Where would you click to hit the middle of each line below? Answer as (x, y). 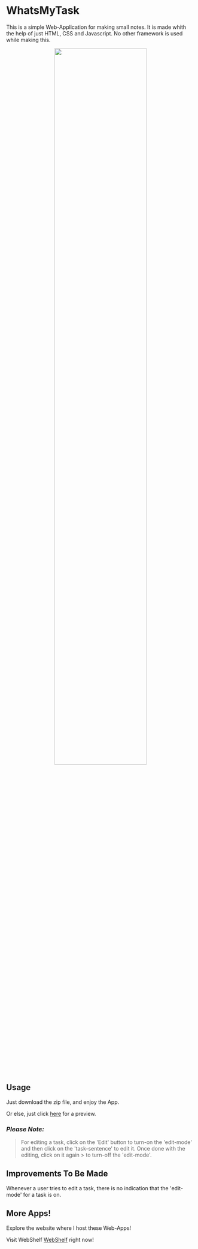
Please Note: (25, 1129)
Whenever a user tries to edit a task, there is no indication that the (87, 1188)
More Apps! (28, 1213)
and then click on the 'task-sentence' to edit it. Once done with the (103, 1149)
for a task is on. (42, 1194)
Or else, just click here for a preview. (51, 1113)
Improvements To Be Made (57, 1174)
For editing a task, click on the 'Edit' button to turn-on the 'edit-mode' (106, 1142)
